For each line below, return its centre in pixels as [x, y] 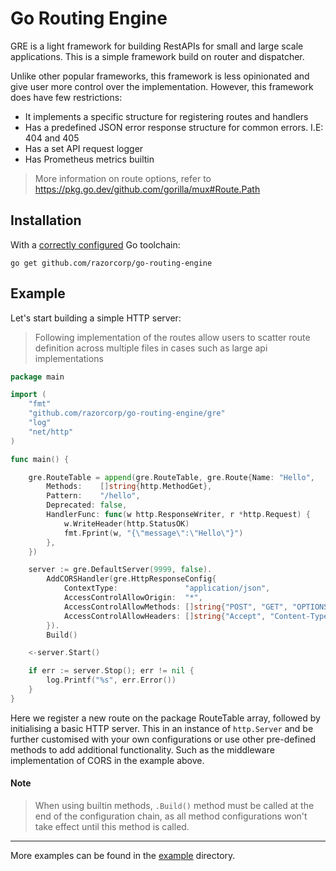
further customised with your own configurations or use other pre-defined [163, 739]
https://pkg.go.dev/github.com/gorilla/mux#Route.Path [147, 189]
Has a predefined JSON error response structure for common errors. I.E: [174, 127]
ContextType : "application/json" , [167, 588]
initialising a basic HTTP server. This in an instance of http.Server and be [162, 728]
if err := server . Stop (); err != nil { [111, 671]
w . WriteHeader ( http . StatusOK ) [126, 523]
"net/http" [51, 432]
